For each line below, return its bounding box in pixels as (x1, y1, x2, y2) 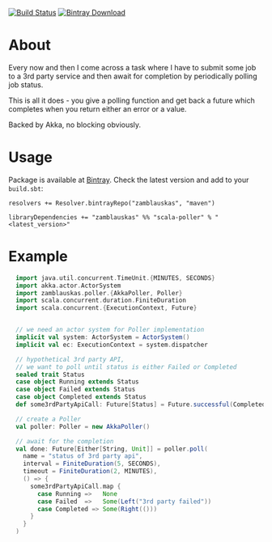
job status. (8, 79, 44, 89)
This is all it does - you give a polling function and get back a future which (8, 95, 255, 105)
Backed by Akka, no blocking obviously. (8, 120, 142, 129)
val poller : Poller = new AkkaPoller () (15, 422, 151, 430)
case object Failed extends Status (15, 385, 136, 394)
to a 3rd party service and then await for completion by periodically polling (8, 71, 257, 81)
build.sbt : (8, 183, 44, 193)
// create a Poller (15, 415, 82, 423)
